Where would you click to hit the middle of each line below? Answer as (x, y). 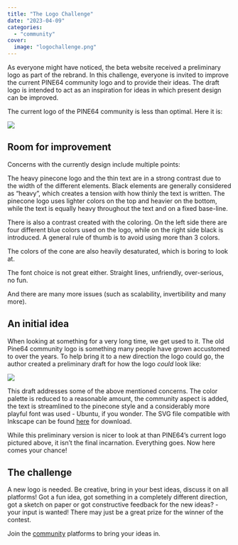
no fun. (18, 280)
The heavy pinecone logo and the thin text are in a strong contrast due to (114, 178)
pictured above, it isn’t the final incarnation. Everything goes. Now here (111, 442)
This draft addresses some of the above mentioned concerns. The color (113, 391)
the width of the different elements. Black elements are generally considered (119, 185)
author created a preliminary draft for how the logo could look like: (104, 363)
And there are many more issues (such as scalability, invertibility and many (117, 294)
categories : (25, 27)
